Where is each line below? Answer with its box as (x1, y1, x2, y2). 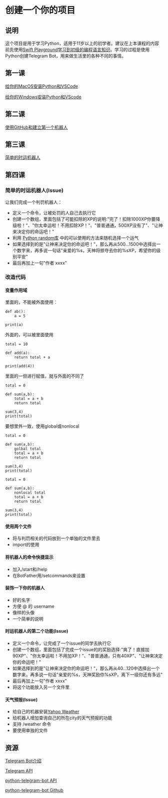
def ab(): (5, 309, 26, 314)
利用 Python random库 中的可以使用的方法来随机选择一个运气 (12, 235, 139, 241)
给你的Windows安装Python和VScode (5, 94, 81, 100)
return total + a (14, 355, 50, 360)
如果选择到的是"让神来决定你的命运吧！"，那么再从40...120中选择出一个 (12, 665, 160, 672)
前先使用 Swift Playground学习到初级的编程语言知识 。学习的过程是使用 (5, 47, 150, 53)
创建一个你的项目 (5, 5, 76, 16)
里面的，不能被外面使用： (5, 299, 58, 305)
